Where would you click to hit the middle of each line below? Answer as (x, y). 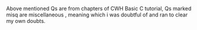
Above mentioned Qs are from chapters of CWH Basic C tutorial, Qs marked (99, 9)
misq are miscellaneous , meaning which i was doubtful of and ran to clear (97, 15)
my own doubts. (26, 21)
